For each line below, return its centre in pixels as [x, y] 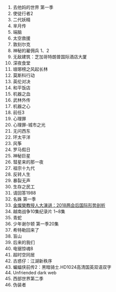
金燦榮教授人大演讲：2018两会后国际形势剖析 [59, 205]
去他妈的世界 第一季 [33, 7]
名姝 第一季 [24, 199]
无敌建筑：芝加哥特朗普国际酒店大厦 [50, 57]
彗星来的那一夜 [28, 162]
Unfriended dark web [34, 273]
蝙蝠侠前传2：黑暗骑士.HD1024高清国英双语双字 [62, 267]
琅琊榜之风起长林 [30, 69]
